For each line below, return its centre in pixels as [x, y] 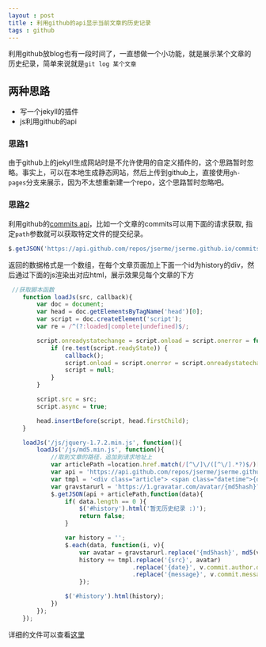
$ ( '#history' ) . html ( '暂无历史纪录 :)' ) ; [143, 509]
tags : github [32, 30]
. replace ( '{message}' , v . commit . [187, 575]
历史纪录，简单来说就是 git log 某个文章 [72, 63]
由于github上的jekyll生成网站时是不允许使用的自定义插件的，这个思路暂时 [127, 162]
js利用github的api [48, 122]
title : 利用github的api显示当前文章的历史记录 [80, 23]
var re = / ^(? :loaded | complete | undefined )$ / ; [113, 327]
